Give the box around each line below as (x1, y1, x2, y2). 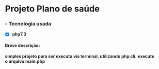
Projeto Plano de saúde (5, 3, 100, 14)
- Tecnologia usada (5, 21, 52, 27)
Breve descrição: (5, 43, 40, 48)
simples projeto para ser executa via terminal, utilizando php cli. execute (5, 53, 155, 59)
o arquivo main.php (5, 58, 45, 64)
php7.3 (12, 31, 27, 37)
